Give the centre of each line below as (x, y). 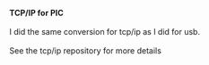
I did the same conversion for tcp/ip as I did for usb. (104, 32)
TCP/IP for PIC (37, 13)
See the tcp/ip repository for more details (85, 51)
